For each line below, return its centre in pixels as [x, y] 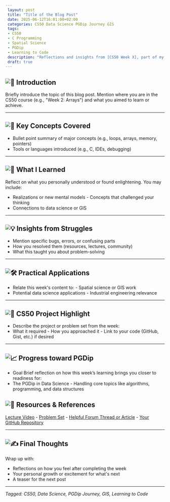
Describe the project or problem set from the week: [66, 326]
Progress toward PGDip [56, 358]
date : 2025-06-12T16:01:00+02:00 [43, 19]
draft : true [20, 62]
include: [14, 187]
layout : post [21, 10]
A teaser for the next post [39, 479]
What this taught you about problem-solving [59, 252]
